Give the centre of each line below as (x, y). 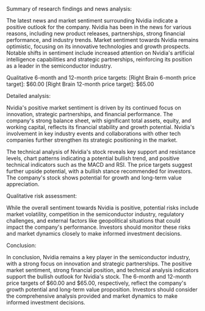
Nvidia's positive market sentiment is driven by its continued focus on (94, 108)
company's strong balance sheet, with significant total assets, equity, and (99, 121)
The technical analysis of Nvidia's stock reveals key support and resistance (101, 152)
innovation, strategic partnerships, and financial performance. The (90, 114)
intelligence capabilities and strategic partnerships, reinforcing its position (99, 59)
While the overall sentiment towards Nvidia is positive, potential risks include (103, 208)
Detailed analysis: (28, 96)
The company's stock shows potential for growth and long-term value (94, 178)
